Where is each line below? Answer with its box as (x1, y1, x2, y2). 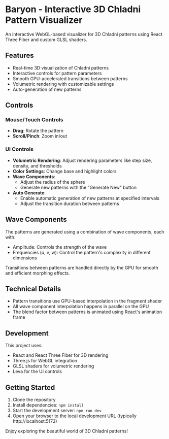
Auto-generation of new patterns (12, 86, 82, 92)
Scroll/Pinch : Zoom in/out (12, 133, 67, 139)
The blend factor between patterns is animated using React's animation (12, 309, 162, 315)
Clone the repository (12, 396, 56, 402)
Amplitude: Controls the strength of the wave (12, 244, 107, 250)
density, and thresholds (12, 162, 62, 168)
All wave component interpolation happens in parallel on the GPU (12, 303, 149, 310)
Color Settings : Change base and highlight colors (12, 168, 117, 174)
